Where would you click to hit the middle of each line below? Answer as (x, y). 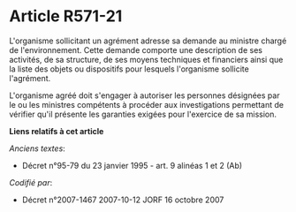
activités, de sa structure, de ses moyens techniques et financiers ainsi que (146, 59)
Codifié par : (31, 182)
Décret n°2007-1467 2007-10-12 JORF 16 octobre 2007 (123, 200)
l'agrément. (30, 78)
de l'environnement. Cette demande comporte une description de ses (136, 49)
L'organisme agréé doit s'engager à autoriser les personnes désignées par (144, 95)
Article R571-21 (66, 16)
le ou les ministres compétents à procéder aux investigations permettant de (147, 104)
